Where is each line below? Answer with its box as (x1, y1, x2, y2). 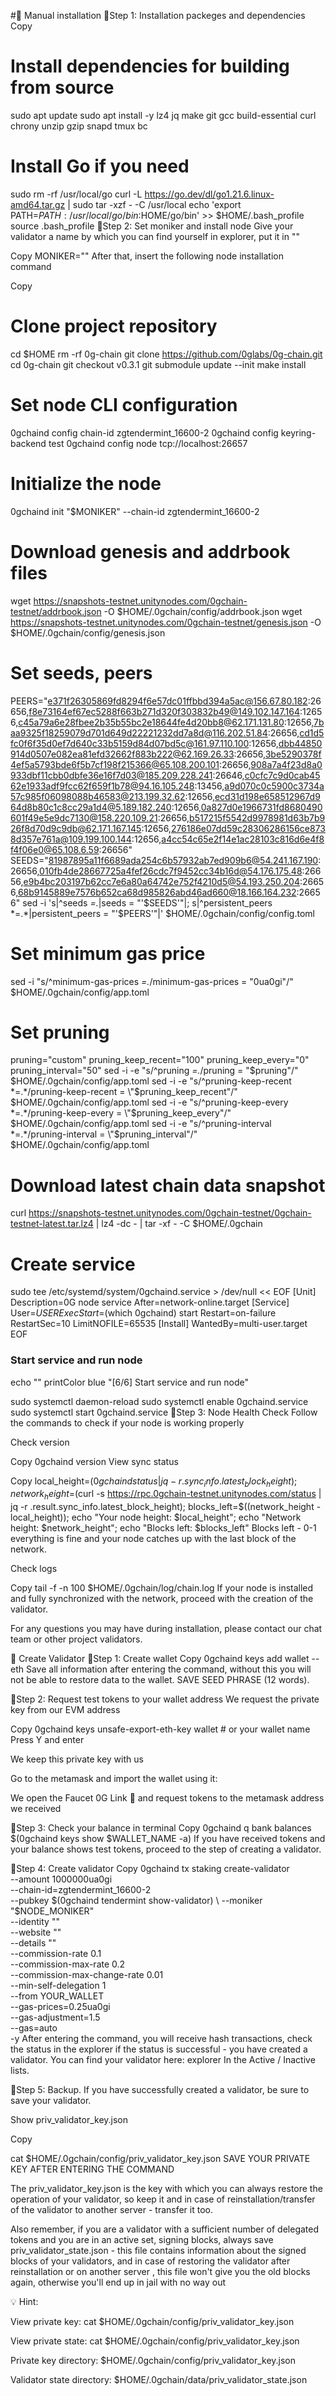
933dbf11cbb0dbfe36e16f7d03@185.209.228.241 (10, 769, 213, 781)
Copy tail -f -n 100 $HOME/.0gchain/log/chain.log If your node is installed (10, 1582, 314, 1594)
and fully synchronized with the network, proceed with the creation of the (10, 1593, 314, 1605)
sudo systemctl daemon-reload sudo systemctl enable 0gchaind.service (10, 1395, 309, 1407)
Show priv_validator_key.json (10, 2114, 129, 2126)
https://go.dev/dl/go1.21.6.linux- (144, 188, 275, 200)
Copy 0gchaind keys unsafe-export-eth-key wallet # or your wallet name (10, 1723, 311, 1735)
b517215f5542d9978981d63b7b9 (189, 811, 326, 824)
